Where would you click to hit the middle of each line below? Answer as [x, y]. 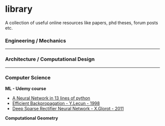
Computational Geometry [32, 118]
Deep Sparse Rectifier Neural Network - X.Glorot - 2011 [68, 108]
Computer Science [28, 78]
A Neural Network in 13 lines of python [51, 98]
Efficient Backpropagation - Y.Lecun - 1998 [56, 103]
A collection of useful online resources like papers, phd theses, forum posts [82, 23]
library [19, 9]
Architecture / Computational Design [50, 59]
